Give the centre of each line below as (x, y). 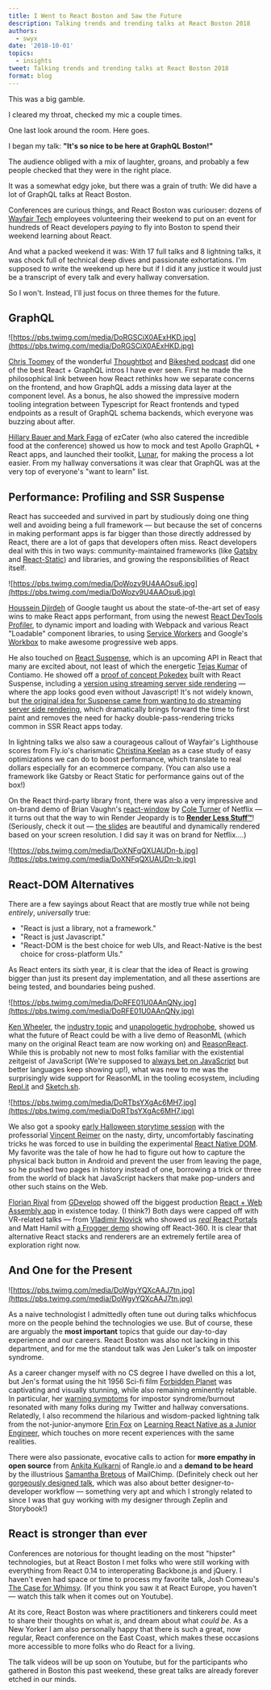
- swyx (27, 38)
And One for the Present (71, 1271)
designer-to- (213, 1482)
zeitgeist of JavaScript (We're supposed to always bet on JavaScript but (128, 1061)
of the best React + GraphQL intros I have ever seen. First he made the (126, 370)
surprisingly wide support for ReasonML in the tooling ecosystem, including (134, 1078)
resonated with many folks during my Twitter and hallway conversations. (129, 1407)
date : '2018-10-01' (41, 46)
